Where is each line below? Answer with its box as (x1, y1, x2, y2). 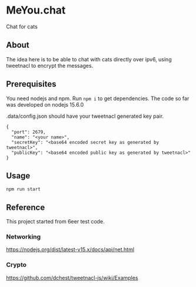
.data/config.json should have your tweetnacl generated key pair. (6, 113, 164, 120)
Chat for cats (6, 23, 38, 30)
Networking (6, 233, 41, 241)
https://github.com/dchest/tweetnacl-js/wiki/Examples (6, 274, 138, 281)
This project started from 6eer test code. (6, 218, 105, 225)
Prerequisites (6, 79, 57, 89)
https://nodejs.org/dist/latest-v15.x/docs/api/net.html (6, 246, 134, 253)
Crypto (6, 260, 27, 269)
